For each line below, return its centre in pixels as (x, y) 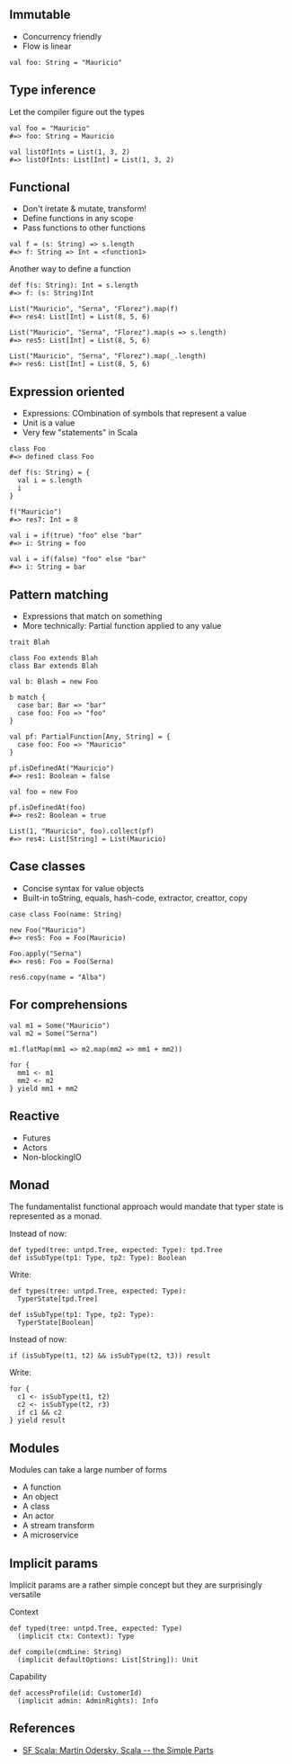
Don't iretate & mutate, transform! (84, 209)
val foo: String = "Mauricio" (66, 62)
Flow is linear (47, 46)
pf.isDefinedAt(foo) (48, 808)
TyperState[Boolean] (56, 1323)
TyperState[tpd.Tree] (58, 1299)
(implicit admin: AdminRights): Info (88, 1701)
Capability (28, 1676)
